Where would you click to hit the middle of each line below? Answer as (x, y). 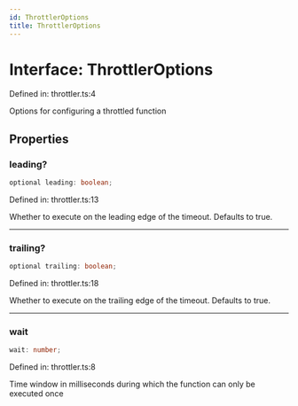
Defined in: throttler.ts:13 (54, 199)
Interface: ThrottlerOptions (111, 70)
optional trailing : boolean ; (63, 267)
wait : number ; (35, 350)
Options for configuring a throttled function (88, 111)
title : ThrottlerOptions (55, 26)
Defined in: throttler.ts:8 (52, 367)
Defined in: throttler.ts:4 (52, 94)
